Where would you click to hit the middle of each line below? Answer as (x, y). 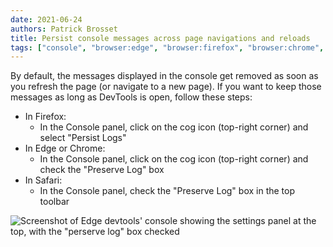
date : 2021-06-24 (46, 19)
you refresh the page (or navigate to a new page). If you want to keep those (166, 87)
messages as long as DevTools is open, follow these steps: (131, 97)
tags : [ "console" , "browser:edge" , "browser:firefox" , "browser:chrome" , (167, 47)
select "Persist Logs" (83, 138)
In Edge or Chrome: (65, 148)
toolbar (54, 202)
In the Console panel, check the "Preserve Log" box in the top (167, 191)
